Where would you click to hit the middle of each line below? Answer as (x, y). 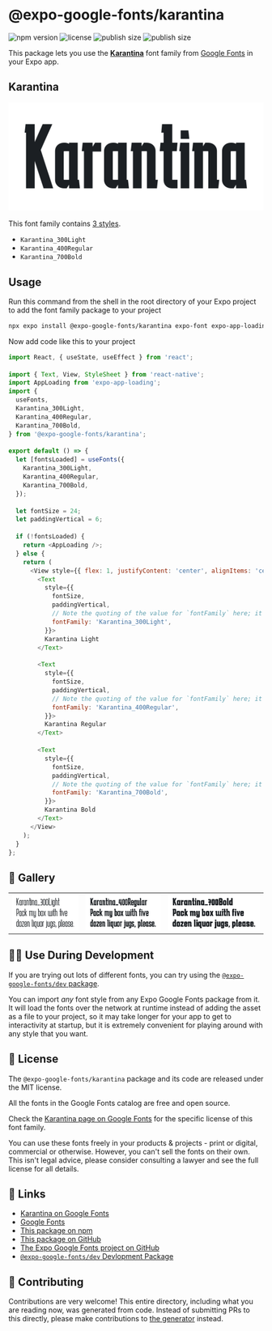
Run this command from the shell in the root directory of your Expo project (132, 301)
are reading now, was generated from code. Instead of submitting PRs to (130, 1310)
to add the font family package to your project (85, 310)
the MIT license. (35, 1087)
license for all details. (44, 1168)
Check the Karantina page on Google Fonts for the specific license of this (131, 1118)
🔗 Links (27, 1195)
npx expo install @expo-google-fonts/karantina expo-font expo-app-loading (139, 325)
